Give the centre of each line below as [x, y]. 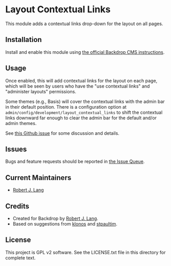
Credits [17, 206]
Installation [24, 40]
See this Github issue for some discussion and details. [62, 133]
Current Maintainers [38, 178]
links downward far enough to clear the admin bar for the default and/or [81, 118]
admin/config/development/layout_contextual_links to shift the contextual [84, 112]
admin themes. [21, 123]
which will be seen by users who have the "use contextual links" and [78, 86]
